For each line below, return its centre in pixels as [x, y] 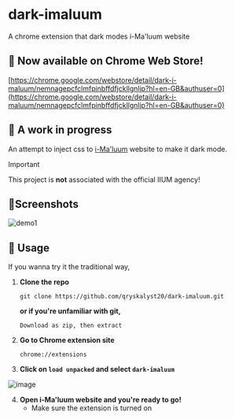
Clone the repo [44, 282]
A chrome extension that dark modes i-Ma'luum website [99, 36]
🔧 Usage [29, 248]
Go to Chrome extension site [67, 340]
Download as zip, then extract [71, 326]
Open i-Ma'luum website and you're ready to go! [101, 400]
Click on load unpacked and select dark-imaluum [97, 369]
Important [24, 164]
